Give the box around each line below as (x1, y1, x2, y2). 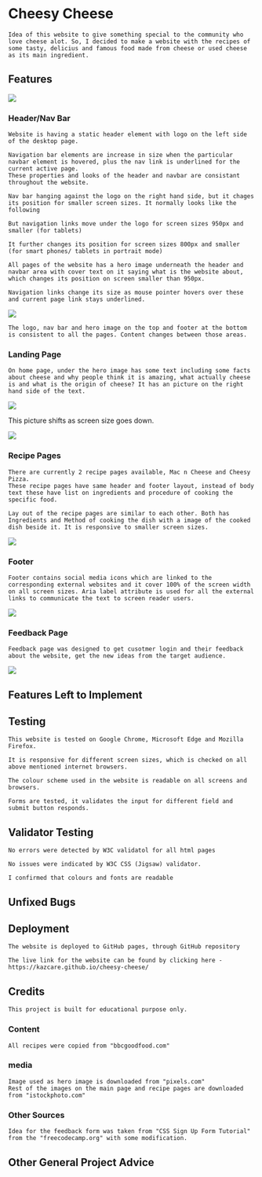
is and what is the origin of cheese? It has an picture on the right (8, 380, 244, 389)
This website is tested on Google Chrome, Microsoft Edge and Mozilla (8, 735, 244, 743)
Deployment (8, 922, 70, 936)
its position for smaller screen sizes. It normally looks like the (8, 200, 237, 207)
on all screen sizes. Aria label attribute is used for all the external (8, 587, 255, 596)
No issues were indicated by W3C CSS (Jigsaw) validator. (8, 860, 202, 868)
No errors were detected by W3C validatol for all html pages (8, 846, 216, 855)
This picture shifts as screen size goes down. (8, 416, 155, 425)
